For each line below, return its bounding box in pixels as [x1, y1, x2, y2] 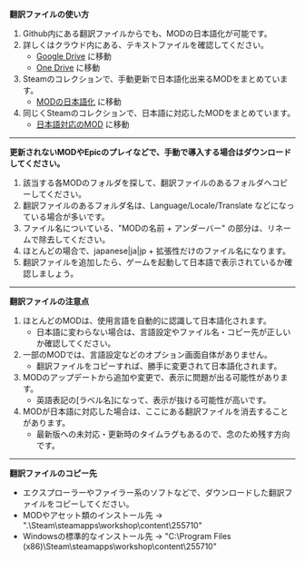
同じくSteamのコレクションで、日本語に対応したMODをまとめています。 [22, 108, 296, 118]
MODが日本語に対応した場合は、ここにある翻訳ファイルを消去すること [22, 406, 289, 417]
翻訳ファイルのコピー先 [9, 467, 97, 478]
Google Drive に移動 [35, 51, 112, 62]
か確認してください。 [35, 338, 116, 349]
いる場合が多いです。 [30, 212, 110, 221]
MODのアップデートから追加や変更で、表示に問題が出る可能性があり [22, 372, 280, 382]
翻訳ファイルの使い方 [9, 9, 89, 19]
